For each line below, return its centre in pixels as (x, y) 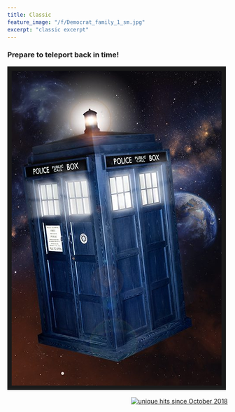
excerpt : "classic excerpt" (48, 29)
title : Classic (29, 15)
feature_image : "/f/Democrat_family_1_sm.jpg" (76, 22)
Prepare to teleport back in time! (63, 55)
